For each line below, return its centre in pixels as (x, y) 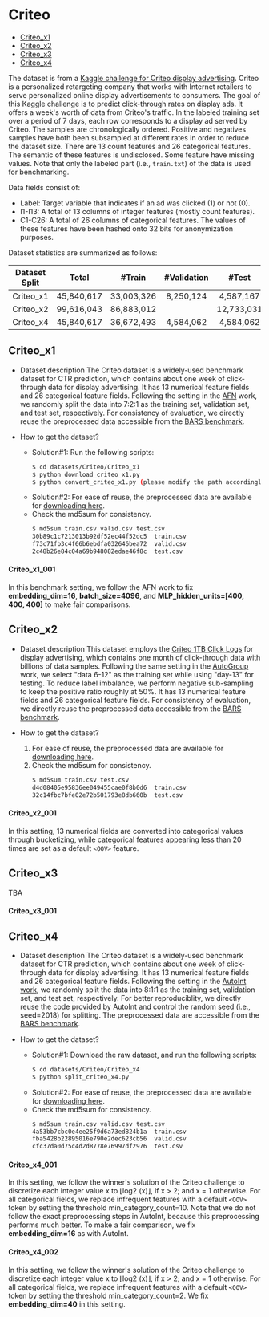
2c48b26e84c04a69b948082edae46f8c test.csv (107, 551)
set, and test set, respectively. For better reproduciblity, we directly (130, 998)
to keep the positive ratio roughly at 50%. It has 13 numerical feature (132, 691)
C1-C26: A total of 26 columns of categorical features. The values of (132, 220)
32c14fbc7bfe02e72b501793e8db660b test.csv (107, 795)
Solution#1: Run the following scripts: (93, 452)
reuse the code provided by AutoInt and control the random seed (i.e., (135, 1006)
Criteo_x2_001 (33, 813)
